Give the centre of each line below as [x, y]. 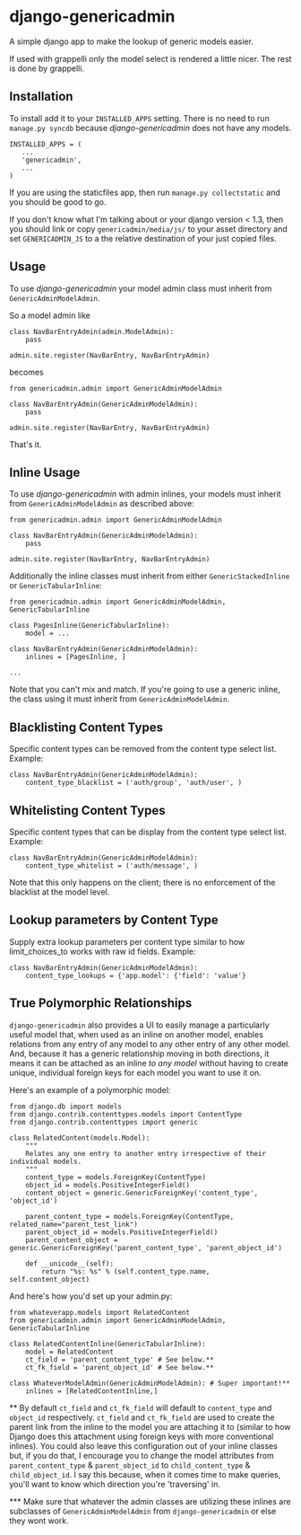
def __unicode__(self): [70, 1264]
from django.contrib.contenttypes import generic [104, 1122]
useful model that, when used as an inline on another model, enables [137, 1034]
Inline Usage [45, 472]
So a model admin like [50, 315]
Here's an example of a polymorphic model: [90, 1089]
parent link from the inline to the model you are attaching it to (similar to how [150, 1426]
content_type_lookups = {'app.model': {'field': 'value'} [136, 975]
